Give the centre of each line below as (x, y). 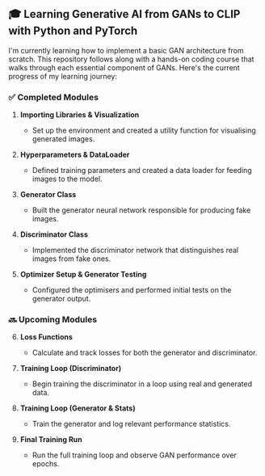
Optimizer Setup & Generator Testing (83, 275)
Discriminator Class (54, 234)
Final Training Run (51, 440)
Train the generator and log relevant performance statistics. (131, 424)
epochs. (46, 464)
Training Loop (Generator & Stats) (78, 408)
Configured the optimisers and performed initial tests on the (132, 290)
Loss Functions (46, 337)
